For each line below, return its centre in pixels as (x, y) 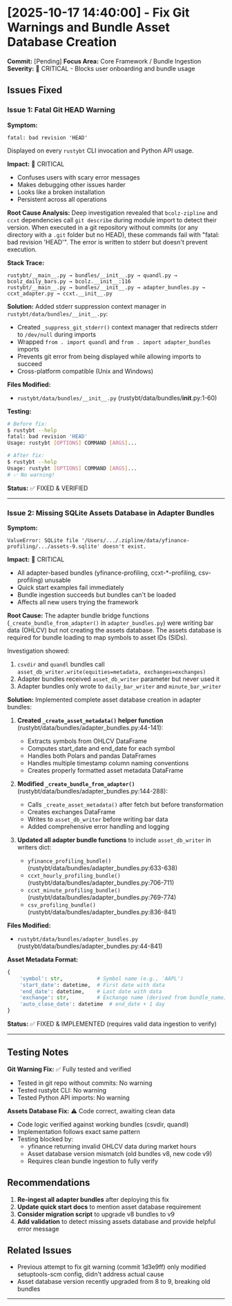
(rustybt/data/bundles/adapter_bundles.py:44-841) (90, 946)
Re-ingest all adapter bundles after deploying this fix (93, 1199)
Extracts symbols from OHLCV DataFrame (87, 741)
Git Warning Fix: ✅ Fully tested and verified (69, 1069)
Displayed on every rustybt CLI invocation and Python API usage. (100, 151)
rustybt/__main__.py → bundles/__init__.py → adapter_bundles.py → (106, 287)
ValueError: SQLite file (43, 540)
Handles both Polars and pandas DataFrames (92, 756)
